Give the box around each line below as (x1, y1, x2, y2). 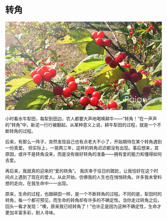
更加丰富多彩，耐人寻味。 (5, 210, 58, 216)
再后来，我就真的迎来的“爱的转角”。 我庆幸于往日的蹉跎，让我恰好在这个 (5, 168, 154, 174)
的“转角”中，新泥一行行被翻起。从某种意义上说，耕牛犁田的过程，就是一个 (5, 121, 158, 127)
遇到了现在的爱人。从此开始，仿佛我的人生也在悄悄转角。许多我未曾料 (18, 174, 162, 180)
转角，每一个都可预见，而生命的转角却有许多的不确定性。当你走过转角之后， (5, 197, 162, 203)
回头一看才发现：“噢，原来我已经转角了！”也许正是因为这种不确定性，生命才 (5, 203, 162, 209)
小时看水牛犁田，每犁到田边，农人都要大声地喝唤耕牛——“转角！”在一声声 (5, 115, 158, 121)
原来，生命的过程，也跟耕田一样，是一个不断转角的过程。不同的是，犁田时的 (5, 191, 162, 197)
